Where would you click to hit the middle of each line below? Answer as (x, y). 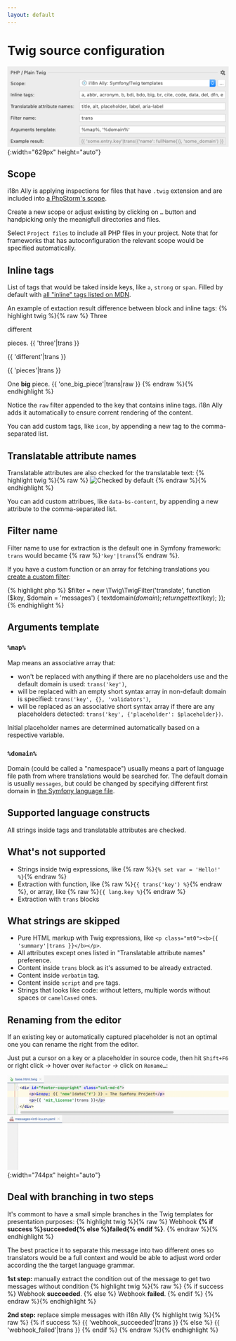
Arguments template (53, 628)
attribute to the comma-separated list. (62, 509)
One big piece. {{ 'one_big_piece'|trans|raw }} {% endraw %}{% (100, 384)
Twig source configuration (86, 50)
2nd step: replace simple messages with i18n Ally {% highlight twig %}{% (114, 1315)
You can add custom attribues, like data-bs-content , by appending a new (113, 502)
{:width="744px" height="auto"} (54, 1175)
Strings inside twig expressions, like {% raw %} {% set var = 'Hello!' (119, 869)
